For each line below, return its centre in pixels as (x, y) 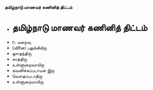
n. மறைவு (21, 42)
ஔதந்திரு (22, 53)
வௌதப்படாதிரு (27, 76)
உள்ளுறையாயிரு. (28, 81)
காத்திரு (19, 59)
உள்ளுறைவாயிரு (28, 64)
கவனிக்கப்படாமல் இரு (33, 70)
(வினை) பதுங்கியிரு (29, 48)
